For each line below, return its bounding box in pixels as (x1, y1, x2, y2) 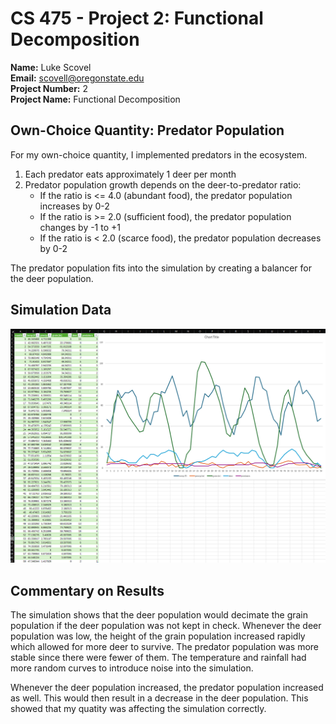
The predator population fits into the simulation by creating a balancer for (10, 262, 312, 274)
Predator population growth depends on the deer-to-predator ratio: (24, 178, 302, 191)
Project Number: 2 (10, 82, 89, 94)
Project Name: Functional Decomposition (10, 93, 181, 105)
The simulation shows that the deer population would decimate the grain (10, 608, 309, 621)
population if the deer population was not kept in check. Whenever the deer (10, 619, 322, 631)
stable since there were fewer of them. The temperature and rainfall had (10, 651, 307, 663)
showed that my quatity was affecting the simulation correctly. (10, 702, 267, 714)
